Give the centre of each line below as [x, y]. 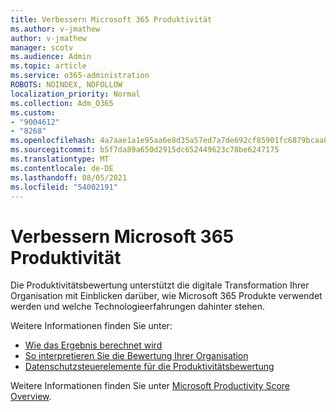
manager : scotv [42, 47]
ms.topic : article [48, 66]
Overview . [31, 397]
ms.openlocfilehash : [53, 141]
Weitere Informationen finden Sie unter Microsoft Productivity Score [150, 386]
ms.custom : [33, 112]
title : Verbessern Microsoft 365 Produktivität [111, 19]
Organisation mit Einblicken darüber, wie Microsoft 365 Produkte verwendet [166, 296]
